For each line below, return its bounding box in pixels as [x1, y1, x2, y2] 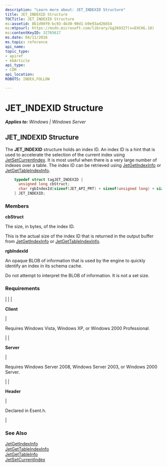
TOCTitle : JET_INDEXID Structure [5, 16, 75, 21]
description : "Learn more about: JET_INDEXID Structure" [5, 7, 126, 12]
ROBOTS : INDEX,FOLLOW [5, 77, 50, 81]
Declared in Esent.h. [5, 407, 46, 413]
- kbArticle [5, 58, 30, 63]
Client [5, 306, 18, 312]
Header [5, 388, 21, 394]
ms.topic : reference [5, 40, 48, 45]
